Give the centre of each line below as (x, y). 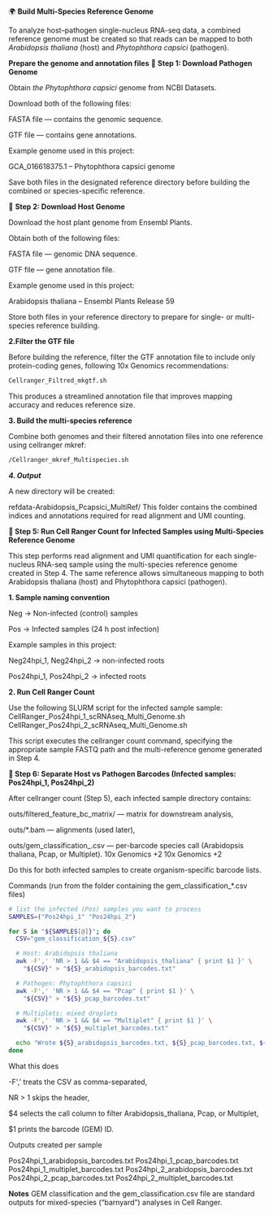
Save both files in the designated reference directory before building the (129, 182)
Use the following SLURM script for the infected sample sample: (116, 708)
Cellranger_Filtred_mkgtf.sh (58, 381)
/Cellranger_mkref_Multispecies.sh (69, 459)
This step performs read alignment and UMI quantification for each (120, 555)
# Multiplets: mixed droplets (67, 1013)
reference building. (68, 325)
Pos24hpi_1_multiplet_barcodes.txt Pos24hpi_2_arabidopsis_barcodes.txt (131, 1169)
